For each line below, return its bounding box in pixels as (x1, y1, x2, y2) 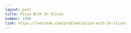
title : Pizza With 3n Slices (5, 12, 64, 16)
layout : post (5, 7, 31, 12)
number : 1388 (5, 16, 31, 21)
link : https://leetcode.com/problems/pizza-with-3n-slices (5, 20, 127, 26)
